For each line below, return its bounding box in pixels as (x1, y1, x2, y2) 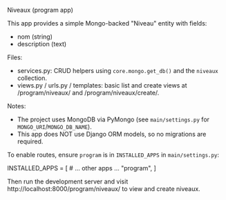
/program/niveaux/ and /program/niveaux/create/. (17, 89, 160, 97)
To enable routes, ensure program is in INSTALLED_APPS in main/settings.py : (7, 151, 220, 159)
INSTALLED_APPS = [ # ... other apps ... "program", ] (7, 164, 157, 172)
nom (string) (17, 32, 53, 41)
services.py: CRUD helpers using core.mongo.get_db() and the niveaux (17, 67, 219, 74)
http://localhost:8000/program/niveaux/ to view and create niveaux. (7, 185, 200, 192)
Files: (7, 53, 23, 61)
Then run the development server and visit (7, 177, 129, 186)
